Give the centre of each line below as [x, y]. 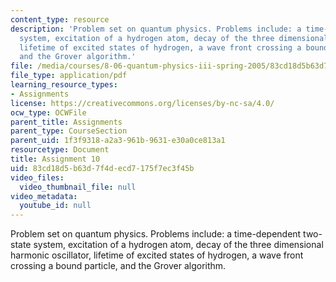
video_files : [37, 177]
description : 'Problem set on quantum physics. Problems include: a [156, 29]
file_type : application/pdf [69, 76]
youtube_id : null [55, 206]
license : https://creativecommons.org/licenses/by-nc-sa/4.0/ [142, 103]
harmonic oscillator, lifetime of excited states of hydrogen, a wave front [157, 255]
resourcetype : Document [60, 150]
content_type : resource [60, 19]
